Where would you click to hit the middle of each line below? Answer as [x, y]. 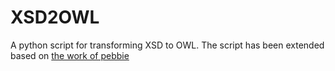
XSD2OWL [55, 17]
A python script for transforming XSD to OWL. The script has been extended [167, 45]
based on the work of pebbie [70, 55]
